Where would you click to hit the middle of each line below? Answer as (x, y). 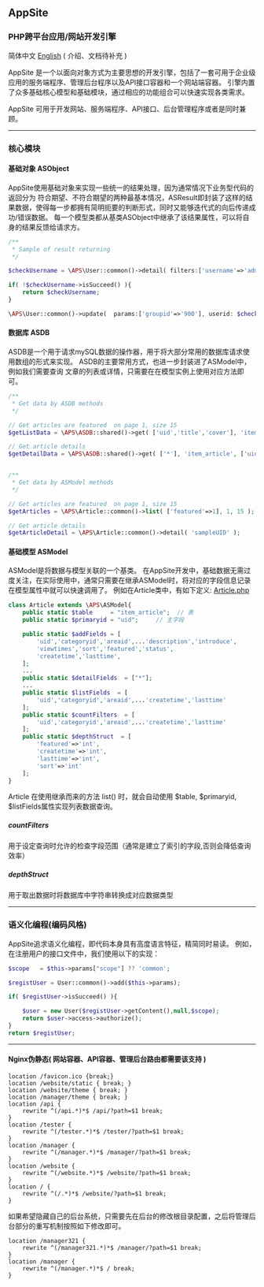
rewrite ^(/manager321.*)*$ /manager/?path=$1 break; (112, 1248)
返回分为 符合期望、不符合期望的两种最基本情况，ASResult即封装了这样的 (127, 197)
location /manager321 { (47, 1241)
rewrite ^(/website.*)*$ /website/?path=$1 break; (107, 1174)
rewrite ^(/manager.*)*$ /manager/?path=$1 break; (107, 1153)
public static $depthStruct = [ (77, 737)
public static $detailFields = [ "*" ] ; (88, 678)
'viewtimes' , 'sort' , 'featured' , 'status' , (105, 649)
